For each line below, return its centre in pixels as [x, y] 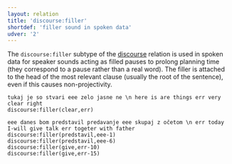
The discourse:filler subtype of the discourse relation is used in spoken [115, 54]
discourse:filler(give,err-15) [54, 154]
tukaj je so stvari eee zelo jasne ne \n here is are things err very [114, 98]
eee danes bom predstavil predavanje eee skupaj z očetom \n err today [116, 123]
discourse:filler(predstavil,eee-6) [62, 141]
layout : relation [33, 14]
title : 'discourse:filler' [47, 21]
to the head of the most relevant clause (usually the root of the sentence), [115, 77]
